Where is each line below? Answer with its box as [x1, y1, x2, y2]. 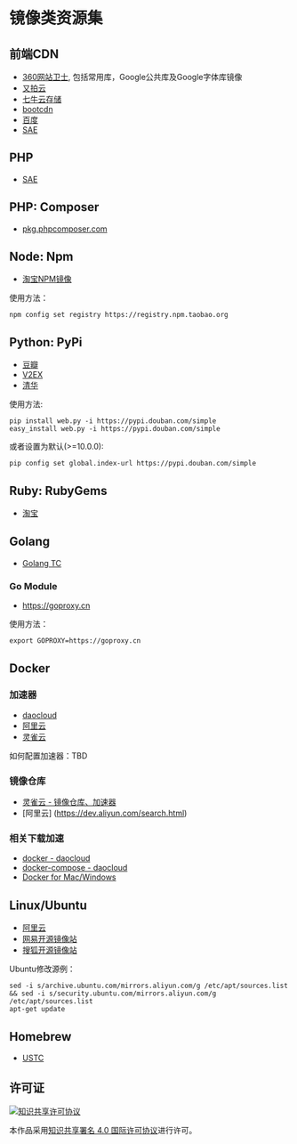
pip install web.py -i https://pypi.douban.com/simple [9, 417, 217, 426]
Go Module [9, 580, 58, 592]
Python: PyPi [9, 335, 83, 350]
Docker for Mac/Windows [21, 872, 116, 882]
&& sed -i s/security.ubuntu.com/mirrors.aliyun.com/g [9, 989, 217, 998]
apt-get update [9, 1005, 66, 1014]
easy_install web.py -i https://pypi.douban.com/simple [9, 425, 221, 434]
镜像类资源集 [9, 8, 104, 28]
